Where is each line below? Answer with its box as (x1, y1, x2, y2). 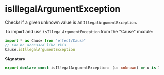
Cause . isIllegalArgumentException (5, 47, 76, 52)
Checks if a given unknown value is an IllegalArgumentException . (5, 19, 138, 25)
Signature (5, 56, 26, 61)
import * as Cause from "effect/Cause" (5, 38, 86, 43)
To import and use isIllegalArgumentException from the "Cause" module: (5, 29, 153, 34)
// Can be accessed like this (5, 43, 67, 47)
